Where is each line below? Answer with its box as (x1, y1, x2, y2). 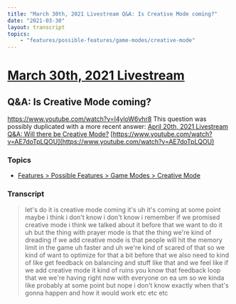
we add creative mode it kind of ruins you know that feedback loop (24, 266, 221, 274)
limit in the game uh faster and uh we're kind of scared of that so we (24, 243, 225, 251)
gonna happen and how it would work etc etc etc (24, 288, 168, 297)
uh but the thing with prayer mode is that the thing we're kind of (24, 228, 212, 236)
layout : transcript (7, 23, 65, 31)
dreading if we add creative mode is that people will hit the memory (24, 236, 222, 244)
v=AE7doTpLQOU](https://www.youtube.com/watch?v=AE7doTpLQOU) (7, 137, 215, 146)
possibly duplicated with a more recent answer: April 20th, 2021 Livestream (7, 122, 229, 131)
